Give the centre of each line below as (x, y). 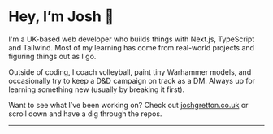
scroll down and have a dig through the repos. (85, 114)
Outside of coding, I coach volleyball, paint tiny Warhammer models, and (130, 71)
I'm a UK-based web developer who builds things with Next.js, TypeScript (132, 39)
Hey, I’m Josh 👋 (61, 17)
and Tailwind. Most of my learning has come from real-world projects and (131, 47)
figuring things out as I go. (52, 56)
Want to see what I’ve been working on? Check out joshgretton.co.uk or (128, 105)
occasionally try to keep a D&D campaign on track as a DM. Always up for (132, 80)
